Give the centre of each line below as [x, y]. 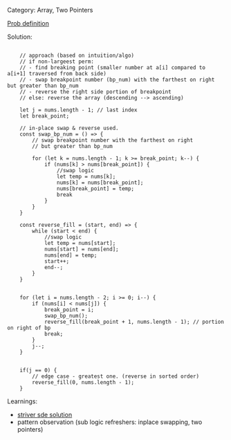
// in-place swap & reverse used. [69, 128]
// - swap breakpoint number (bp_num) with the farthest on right [117, 80]
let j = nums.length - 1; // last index [78, 110]
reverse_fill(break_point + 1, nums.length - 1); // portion [134, 322]
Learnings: [22, 401]
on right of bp [29, 328]
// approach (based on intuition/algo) [77, 55]
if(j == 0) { [38, 370]
